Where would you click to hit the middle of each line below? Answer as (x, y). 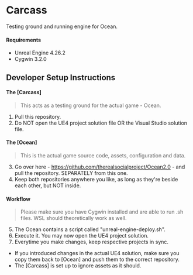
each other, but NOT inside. (48, 185)
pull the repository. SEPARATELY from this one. (71, 173)
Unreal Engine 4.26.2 (40, 53)
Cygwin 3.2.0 (30, 59)
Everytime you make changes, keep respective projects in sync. (91, 242)
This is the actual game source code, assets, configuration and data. (103, 155)
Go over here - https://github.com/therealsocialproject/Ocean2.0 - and (100, 167)
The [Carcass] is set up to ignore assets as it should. (78, 266)
